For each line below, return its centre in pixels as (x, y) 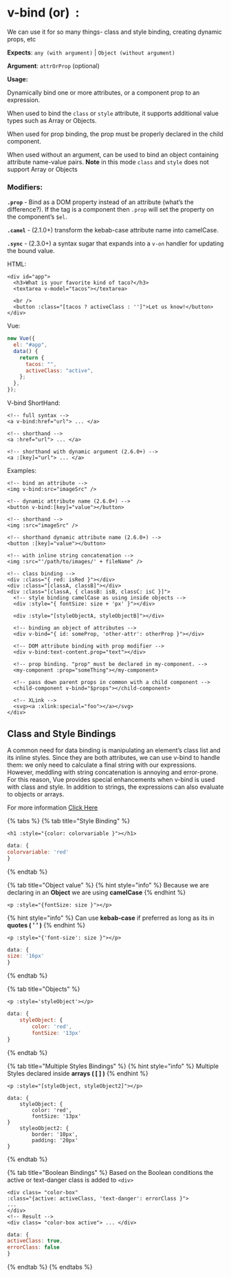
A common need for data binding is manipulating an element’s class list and (114, 750)
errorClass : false (33, 1247)
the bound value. (31, 251)
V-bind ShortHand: (34, 403)
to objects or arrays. (36, 794)
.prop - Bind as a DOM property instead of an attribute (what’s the (100, 202)
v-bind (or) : (43, 13)
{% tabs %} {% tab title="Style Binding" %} (69, 821)
